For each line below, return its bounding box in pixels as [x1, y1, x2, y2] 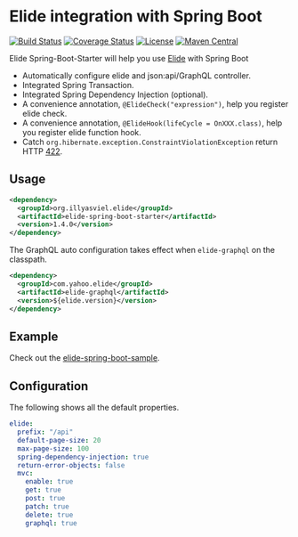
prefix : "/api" [17, 427, 74, 436]
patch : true [25, 501, 69, 511]
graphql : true [25, 518, 77, 527]
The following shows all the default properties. [9, 403, 180, 413]
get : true [25, 485, 62, 495]
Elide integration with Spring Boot [9, 6, 262, 27]
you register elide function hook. [21, 126, 142, 137]
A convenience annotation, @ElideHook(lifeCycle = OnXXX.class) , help [21, 118, 283, 128]
